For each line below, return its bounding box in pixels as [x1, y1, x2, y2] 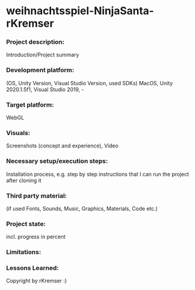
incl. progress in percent [6, 233, 66, 240]
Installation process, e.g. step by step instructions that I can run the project [6, 170, 190, 178]
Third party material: [6, 191, 67, 199]
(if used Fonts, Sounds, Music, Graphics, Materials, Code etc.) [6, 205, 158, 212]
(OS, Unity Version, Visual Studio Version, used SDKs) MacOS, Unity [6, 79, 173, 86]
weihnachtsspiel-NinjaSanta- [6, 4, 154, 18]
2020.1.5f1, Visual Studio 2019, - [6, 86, 84, 93]
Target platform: [6, 101, 55, 109]
